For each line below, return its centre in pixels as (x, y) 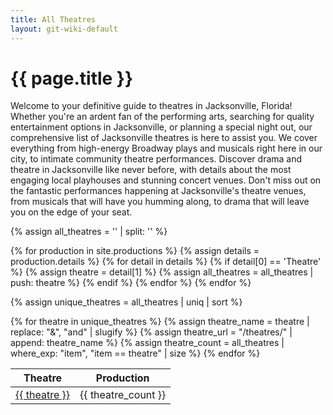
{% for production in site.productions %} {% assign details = (135, 251)
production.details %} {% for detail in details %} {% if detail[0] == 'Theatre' (166, 262)
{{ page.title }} (72, 78)
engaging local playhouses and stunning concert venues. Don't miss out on (166, 180)
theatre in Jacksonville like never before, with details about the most (151, 170)
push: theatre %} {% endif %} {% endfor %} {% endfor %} (131, 283)
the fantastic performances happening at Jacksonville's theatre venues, (158, 191)
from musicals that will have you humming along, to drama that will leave (160, 202)
